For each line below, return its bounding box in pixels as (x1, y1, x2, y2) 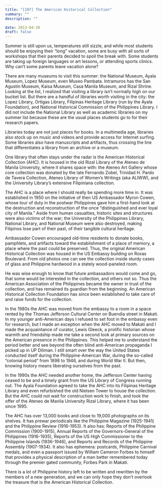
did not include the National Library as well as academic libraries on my (5, 109, 148, 115)
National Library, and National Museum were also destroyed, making (5, 220, 142, 227)
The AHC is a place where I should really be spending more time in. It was (5, 190, 153, 196)
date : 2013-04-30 (5, 25, 40, 30)
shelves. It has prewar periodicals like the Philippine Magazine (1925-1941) (5, 418, 154, 424)
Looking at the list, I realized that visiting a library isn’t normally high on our (5, 89, 156, 95)
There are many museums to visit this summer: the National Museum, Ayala (5, 73, 156, 79)
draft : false (5, 30, 32, 35)
